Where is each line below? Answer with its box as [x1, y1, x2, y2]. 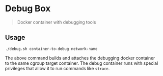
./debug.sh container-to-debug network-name [5, 46, 98, 51]
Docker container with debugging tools [17, 19, 96, 25]
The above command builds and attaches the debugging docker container [5, 55, 155, 61]
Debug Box [5, 3, 51, 14]
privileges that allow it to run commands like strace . [5, 65, 110, 71]
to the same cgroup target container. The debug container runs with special [5, 60, 158, 66]
